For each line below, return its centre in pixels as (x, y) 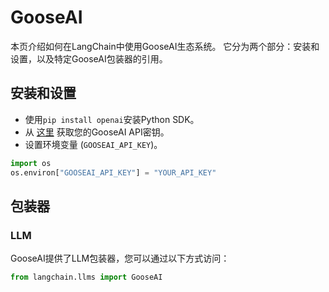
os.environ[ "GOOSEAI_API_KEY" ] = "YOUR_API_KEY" (113, 172)
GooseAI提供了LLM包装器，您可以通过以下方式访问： (120, 258)
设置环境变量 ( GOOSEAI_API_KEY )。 (93, 144)
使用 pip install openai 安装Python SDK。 (112, 119)
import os (31, 163)
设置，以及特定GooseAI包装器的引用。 (89, 58)
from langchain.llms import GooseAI (86, 277)
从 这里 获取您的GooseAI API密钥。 (97, 132)
